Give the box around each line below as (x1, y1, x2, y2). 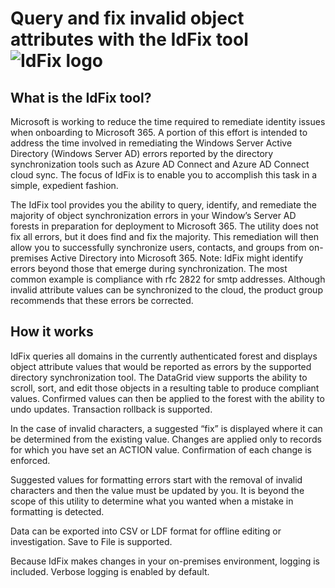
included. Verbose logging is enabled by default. (10, 565, 210, 577)
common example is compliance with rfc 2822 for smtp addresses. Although (10, 273, 326, 285)
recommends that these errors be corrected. (10, 295, 194, 306)
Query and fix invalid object (10, 7, 245, 30)
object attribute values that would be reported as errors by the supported (10, 360, 312, 372)
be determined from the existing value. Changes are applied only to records (10, 433, 322, 445)
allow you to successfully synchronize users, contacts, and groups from (10, 242, 307, 253)
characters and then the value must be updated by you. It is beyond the (10, 484, 305, 496)
